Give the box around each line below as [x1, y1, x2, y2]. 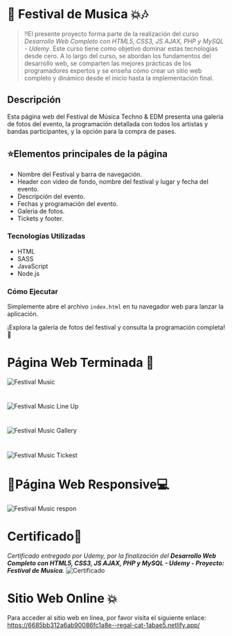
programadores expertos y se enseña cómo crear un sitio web [24, 66, 202, 75]
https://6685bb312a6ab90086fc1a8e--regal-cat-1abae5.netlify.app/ [7, 621, 200, 630]
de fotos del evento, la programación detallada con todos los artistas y [7, 119, 208, 128]
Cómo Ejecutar [7, 286, 59, 296]
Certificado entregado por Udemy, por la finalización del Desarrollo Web [7, 551, 217, 560]
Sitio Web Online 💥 [7, 590, 118, 606]
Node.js [17, 269, 40, 277]
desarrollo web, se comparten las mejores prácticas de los [24, 59, 192, 67]
